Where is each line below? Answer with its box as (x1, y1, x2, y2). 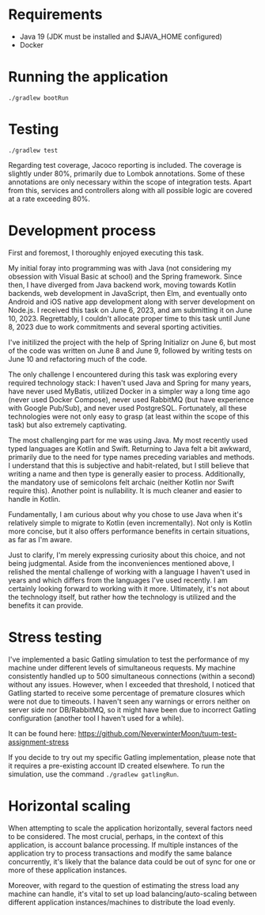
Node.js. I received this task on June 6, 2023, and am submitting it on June (8, 305, 253, 314)
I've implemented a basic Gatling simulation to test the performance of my (8, 655, 249, 664)
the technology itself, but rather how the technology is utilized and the (8, 592, 237, 602)
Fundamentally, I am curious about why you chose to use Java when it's (8, 509, 243, 519)
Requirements (8, 6, 103, 24)
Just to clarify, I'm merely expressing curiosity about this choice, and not (8, 550, 245, 560)
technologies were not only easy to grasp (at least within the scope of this (8, 412, 249, 421)
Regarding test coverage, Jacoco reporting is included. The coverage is (8, 160, 242, 169)
